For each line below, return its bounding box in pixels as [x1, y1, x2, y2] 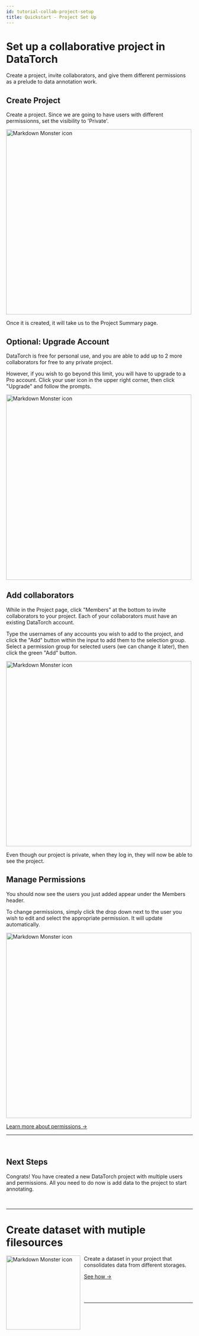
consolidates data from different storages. [84, 1261, 187, 1269]
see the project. [6, 857, 44, 865]
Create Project [6, 95, 61, 106]
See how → [84, 1273, 112, 1280]
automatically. [6, 920, 40, 928]
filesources [6, 1236, 63, 1249]
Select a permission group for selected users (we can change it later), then [6, 643, 189, 650]
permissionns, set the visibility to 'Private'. [6, 117, 109, 125]
